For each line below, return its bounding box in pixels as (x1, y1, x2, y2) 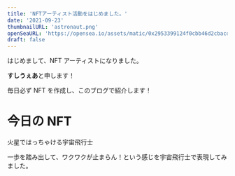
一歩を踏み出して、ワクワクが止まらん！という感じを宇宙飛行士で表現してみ (7, 153, 227, 161)
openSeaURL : (7, 29, 42, 37)
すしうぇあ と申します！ (7, 72, 75, 80)
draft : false (7, 36, 45, 43)
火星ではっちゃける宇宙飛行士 (7, 138, 93, 147)
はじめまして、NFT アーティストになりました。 (7, 57, 143, 65)
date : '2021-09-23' (7, 17, 64, 24)
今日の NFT (7, 114, 72, 130)
